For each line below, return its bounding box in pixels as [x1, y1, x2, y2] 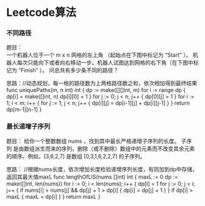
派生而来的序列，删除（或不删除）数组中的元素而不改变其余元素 [34, 144, 195, 152]
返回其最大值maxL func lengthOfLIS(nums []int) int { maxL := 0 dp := [6, 173, 178, 180]
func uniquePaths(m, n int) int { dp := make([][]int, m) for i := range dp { [6, 87, 186, 94]
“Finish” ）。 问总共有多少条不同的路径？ [18, 66, 119, 74]
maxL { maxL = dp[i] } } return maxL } [6, 193, 101, 200]
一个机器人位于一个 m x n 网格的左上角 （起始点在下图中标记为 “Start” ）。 [6, 51, 192, 59]
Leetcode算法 [6, 5, 77, 20]
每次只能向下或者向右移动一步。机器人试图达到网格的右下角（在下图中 [16, 59, 193, 66]
